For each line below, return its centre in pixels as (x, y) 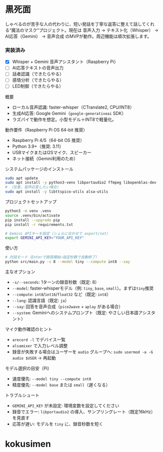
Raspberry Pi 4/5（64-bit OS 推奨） (48, 140)
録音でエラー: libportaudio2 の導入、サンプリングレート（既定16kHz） (84, 412)
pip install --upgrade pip (33, 220)
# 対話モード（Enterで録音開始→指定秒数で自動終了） (52, 257)
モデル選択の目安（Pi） (29, 368)
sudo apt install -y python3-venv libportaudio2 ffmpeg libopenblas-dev (81, 183)
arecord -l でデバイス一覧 (39, 339)
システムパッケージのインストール (39, 169)
